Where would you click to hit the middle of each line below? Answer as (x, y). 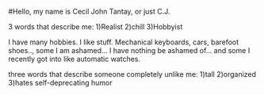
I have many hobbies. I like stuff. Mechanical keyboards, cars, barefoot (124, 42)
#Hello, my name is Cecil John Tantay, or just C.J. (89, 11)
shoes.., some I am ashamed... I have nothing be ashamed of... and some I (129, 50)
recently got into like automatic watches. (75, 59)
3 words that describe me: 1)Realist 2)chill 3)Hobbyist (96, 27)
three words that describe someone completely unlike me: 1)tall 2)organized (132, 74)
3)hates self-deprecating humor (60, 83)
